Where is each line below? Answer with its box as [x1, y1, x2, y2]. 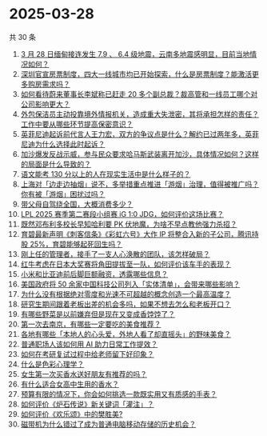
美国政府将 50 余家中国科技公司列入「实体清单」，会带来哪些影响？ [20, 279, 241, 289]
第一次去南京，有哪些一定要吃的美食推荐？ [20, 319, 161, 329]
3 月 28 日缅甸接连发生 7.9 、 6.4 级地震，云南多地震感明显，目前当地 [20, 49, 250, 58]
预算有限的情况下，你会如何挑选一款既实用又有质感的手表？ [20, 389, 217, 398]
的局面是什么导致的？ [20, 159, 91, 169]
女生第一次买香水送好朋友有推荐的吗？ [20, 369, 147, 378]
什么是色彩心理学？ [20, 359, 85, 369]
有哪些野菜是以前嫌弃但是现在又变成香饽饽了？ [20, 309, 175, 318]
